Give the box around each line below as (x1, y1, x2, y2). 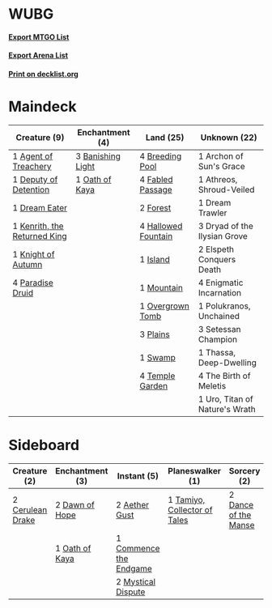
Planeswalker (168, 465, 221, 476)
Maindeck (8, 98, 77, 116)
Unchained (198, 310, 240, 321)
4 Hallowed (139, 220, 183, 232)
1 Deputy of (12, 173, 58, 185)
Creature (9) (15, 131, 65, 142)
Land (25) (145, 131, 185, 142)
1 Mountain (139, 282, 184, 293)
